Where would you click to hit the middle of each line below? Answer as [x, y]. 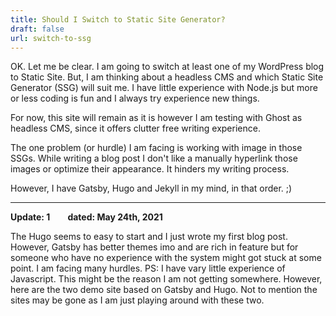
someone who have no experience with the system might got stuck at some [166, 258]
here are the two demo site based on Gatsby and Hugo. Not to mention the [164, 290]
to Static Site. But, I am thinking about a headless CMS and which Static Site [167, 77]
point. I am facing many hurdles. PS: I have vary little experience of [148, 268]
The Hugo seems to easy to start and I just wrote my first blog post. [149, 237]
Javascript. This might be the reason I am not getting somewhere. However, [166, 279]
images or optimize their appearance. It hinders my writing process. [150, 169]
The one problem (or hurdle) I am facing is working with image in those [156, 148]
